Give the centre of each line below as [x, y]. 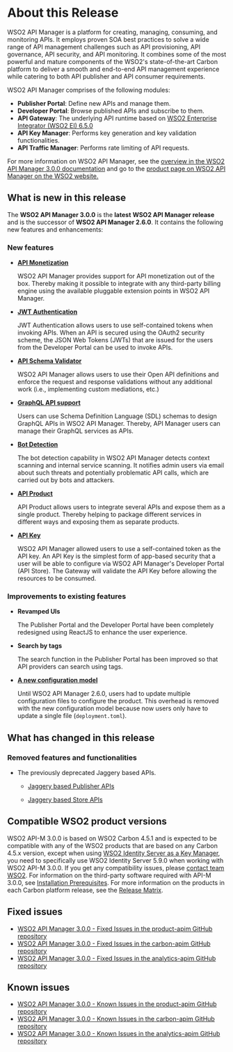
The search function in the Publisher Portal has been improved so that [118, 660]
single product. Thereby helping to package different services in [109, 515]
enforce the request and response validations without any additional [115, 382]
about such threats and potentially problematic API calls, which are [113, 473]
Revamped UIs [39, 612]
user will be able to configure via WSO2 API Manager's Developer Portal [121, 564]
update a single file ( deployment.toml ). [72, 716]
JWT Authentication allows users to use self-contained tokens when [115, 326]
